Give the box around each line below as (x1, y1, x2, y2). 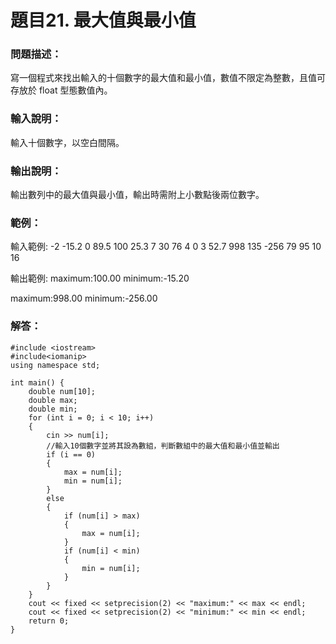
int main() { (10, 377, 65, 388)
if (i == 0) (46, 449, 97, 460)
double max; (28, 395, 78, 405)
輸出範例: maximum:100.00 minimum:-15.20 (10, 272, 190, 285)
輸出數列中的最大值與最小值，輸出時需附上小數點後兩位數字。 (10, 189, 265, 201)
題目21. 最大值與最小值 (10, 9, 197, 32)
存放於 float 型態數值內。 (10, 84, 113, 96)
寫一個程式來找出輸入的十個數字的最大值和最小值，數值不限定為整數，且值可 (10, 72, 326, 84)
